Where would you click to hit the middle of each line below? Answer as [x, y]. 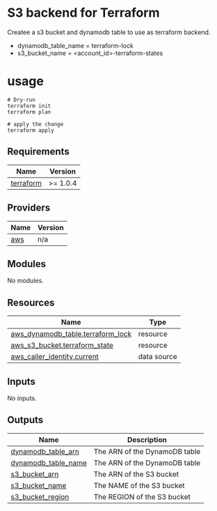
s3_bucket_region [40, 496]
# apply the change [35, 124]
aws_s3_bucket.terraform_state [62, 345]
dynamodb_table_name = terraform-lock [75, 45]
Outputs [25, 420]
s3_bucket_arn [35, 474]
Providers [29, 208]
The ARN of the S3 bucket [136, 474]
